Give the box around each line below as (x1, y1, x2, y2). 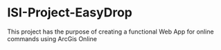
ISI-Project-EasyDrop (7, 5, 133, 21)
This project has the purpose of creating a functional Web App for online (7, 27, 214, 36)
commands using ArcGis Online (7, 34, 97, 42)
